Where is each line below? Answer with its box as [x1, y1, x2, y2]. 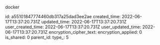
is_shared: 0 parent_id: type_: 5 [5, 34, 69, 40]
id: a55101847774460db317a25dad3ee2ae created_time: [5, 14, 121, 19]
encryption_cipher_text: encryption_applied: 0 [49, 29, 142, 35]
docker [5, 4, 20, 10]
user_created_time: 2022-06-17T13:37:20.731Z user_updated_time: [5, 24, 141, 30]
